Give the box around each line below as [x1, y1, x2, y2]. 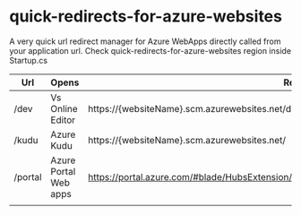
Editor [50, 114, 76, 126]
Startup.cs [9, 55, 47, 65]
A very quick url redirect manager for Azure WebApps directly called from [9, 36, 281, 47]
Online [50, 102, 78, 115]
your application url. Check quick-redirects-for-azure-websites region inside [9, 45, 292, 56]
